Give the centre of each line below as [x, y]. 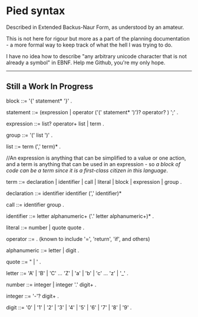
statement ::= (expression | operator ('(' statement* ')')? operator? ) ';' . [92, 112]
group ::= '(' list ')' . [29, 135]
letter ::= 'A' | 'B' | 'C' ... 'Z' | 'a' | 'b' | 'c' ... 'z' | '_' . [67, 273]
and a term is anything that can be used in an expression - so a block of [93, 164]
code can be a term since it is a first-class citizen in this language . [87, 170]
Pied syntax [36, 11]
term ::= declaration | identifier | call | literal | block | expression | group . [94, 181]
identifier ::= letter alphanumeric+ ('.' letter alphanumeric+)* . [80, 216]
